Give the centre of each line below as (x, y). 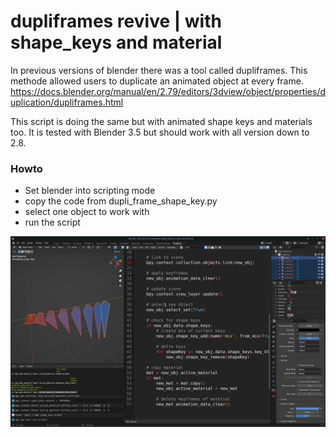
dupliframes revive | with (116, 21)
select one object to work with (87, 212)
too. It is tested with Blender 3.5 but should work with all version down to (160, 132)
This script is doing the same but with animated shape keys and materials (161, 121)
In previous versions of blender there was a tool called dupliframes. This (159, 70)
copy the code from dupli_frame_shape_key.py (121, 201)
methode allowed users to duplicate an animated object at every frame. (157, 81)
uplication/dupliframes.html (67, 102)
